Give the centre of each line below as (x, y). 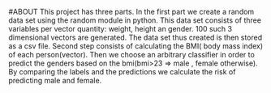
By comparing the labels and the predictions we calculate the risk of (122, 72)
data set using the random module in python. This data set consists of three (135, 20)
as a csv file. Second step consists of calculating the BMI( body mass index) (136, 46)
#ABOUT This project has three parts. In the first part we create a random (131, 12)
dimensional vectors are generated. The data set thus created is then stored (135, 37)
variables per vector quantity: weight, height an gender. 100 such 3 (120, 29)
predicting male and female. (55, 80)
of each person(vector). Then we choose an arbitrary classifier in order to (132, 55)
